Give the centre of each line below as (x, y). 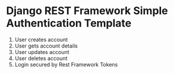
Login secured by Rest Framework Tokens (66, 64)
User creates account (41, 39)
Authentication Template (69, 23)
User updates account (42, 52)
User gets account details (46, 46)
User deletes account (41, 58)
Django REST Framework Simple (87, 11)
